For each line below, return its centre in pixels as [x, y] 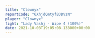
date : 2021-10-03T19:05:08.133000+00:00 [48, 28]
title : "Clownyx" [23, 10]
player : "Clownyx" [24, 19]
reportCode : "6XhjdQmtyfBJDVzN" [39, 14]
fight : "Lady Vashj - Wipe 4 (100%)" [44, 23]
